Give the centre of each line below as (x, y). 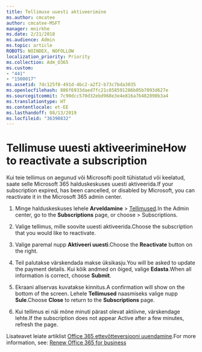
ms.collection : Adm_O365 (37, 62)
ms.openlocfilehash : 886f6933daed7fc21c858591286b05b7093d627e (87, 90)
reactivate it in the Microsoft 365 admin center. (64, 197)
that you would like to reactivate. (55, 233)
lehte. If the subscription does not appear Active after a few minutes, (99, 318)
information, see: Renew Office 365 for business (66, 343)
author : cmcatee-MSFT (33, 23)
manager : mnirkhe (28, 29)
